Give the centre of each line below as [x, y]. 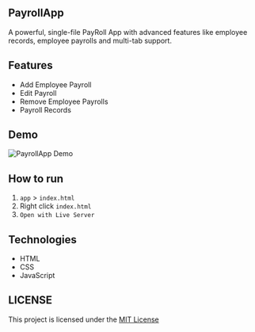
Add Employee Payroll [55, 84]
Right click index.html [55, 206]
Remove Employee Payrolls [64, 101]
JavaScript [37, 276]
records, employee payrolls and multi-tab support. [90, 40]
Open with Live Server [57, 216]
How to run [36, 179]
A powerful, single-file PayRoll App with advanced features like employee [128, 32]
